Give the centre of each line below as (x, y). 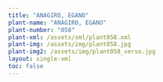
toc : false (26, 66)
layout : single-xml (40, 59)
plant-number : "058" (42, 30)
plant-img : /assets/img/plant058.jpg (70, 45)
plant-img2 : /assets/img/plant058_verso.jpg (82, 52)
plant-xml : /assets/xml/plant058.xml (70, 37)
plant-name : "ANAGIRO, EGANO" (58, 23)
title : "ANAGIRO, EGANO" (49, 15)
